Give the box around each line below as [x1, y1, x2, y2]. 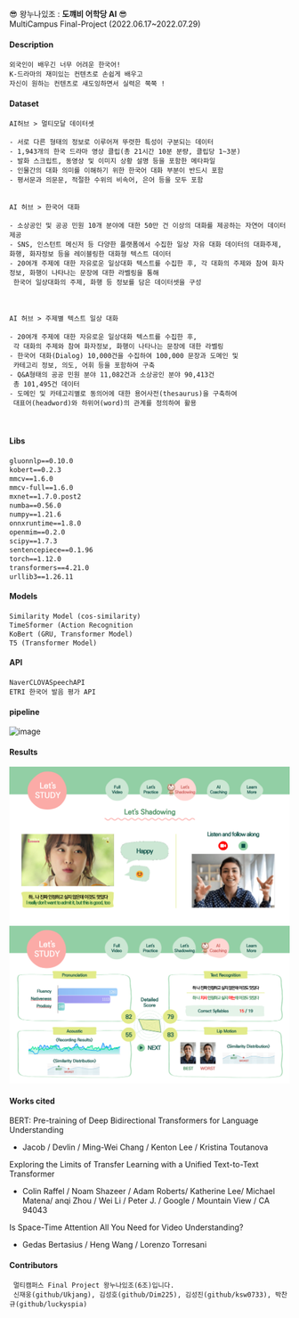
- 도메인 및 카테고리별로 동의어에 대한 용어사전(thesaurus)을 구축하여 [9, 389, 238, 399]
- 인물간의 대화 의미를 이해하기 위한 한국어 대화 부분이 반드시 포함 [9, 167, 224, 175]
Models [9, 591, 38, 602]
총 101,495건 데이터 [12, 380, 80, 389]
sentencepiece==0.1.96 [9, 545, 93, 555]
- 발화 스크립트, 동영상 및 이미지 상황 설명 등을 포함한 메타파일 [9, 157, 216, 166]
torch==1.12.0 [9, 554, 62, 564]
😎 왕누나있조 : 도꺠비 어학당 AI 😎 [9, 9, 127, 19]
